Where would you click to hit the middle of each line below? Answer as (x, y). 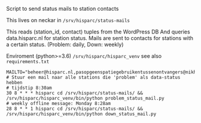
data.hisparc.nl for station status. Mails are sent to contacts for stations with (100, 38)
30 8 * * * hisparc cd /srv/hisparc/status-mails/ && (75, 93)
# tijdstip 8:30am (29, 88)
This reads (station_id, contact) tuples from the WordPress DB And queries (98, 32)
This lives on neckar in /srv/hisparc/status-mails (68, 20)
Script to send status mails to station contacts (63, 9)
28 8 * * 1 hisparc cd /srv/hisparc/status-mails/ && (75, 109)
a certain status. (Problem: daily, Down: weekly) (65, 44)
